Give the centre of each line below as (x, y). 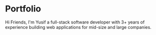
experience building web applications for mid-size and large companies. (78, 27)
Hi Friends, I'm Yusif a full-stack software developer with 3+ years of (75, 22)
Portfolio (23, 9)
